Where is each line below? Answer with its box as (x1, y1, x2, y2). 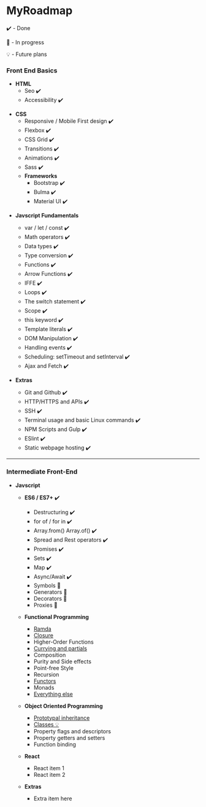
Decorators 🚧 (33, 595, 67, 602)
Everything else (33, 690, 74, 698)
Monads (33, 684, 55, 691)
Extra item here (33, 795, 72, 802)
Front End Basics (6, 66, 58, 74)
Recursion (33, 671, 59, 678)
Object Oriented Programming (24, 702, 103, 709)
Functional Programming (24, 613, 89, 620)
